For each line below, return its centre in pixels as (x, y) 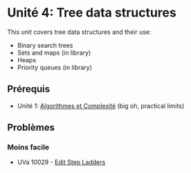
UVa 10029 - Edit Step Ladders (61, 162)
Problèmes (31, 128)
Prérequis (29, 89)
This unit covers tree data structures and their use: (79, 32)
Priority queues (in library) (54, 67)
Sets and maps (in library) (54, 53)
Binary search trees (45, 45)
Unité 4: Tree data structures (92, 13)
